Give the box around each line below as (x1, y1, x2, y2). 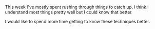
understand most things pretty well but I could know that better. (5, 9, 133, 15)
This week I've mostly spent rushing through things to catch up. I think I (5, 4, 149, 10)
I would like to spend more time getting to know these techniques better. (5, 19, 150, 24)
